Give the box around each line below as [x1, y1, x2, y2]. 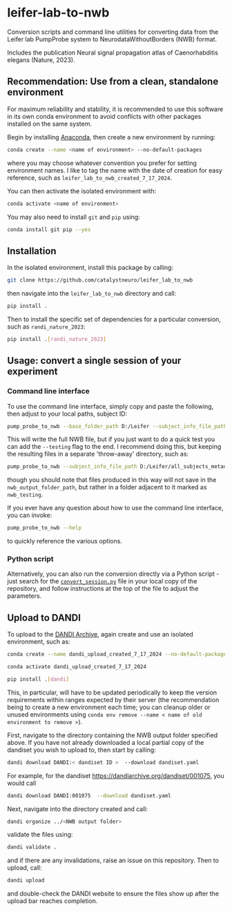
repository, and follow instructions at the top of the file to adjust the [7, 585, 199, 593]
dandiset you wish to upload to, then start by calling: [7, 746, 157, 754]
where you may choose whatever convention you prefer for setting [7, 159, 197, 167]
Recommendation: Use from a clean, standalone [7, 76, 219, 88]
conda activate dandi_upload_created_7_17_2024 [7, 663, 147, 670]
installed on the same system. [7, 119, 92, 128]
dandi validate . [7, 844, 57, 851]
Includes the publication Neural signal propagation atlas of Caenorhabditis [7, 48, 219, 57]
